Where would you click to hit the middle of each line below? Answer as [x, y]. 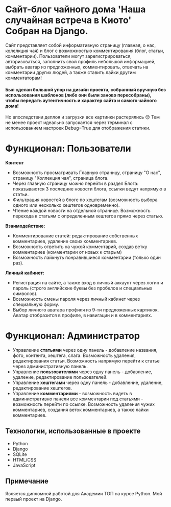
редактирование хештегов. [42, 388]
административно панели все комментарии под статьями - [78, 399]
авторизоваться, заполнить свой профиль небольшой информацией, [80, 61]
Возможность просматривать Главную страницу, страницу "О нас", [87, 173]
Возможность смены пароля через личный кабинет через [76, 299]
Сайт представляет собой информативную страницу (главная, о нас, [81, 45]
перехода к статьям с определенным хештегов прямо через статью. [88, 216]
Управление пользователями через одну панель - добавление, [82, 372]
